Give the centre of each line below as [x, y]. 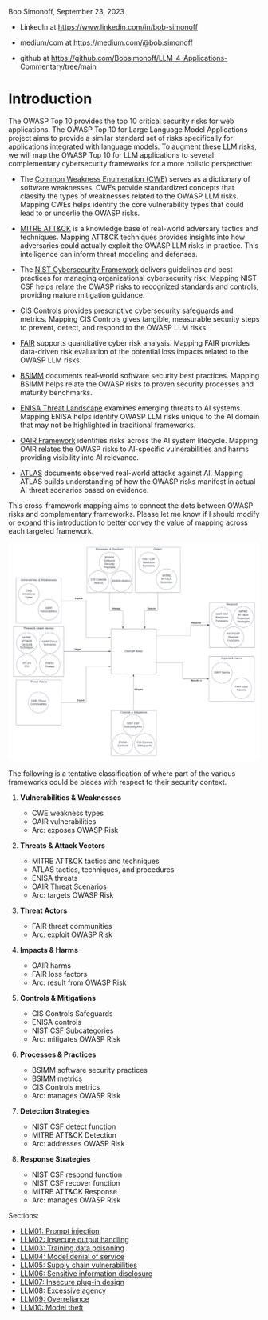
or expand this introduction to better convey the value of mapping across [128, 522]
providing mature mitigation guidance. [82, 294]
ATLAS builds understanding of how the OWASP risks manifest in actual [138, 481]
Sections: [24, 1216]
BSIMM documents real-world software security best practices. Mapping [140, 375]
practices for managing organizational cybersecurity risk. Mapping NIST [138, 278]
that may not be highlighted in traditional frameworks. [108, 425]
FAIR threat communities [72, 926]
